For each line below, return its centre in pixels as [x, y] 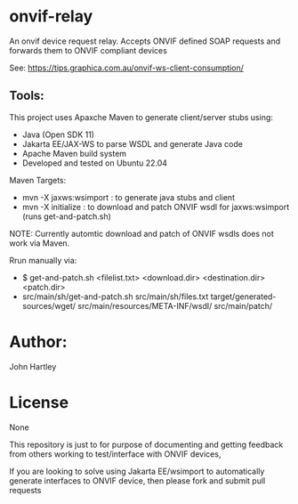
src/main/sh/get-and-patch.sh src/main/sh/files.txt [115, 297]
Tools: [27, 96]
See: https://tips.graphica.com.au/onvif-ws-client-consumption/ [127, 68]
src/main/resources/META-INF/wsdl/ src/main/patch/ [175, 305]
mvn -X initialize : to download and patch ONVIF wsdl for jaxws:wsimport [156, 207]
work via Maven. [40, 243]
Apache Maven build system [74, 153]
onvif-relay [51, 16]
